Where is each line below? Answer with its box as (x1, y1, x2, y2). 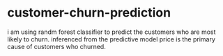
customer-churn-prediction (7, 5, 171, 21)
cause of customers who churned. (7, 42, 106, 50)
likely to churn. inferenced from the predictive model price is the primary (7, 35, 216, 43)
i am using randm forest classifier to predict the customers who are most (7, 28, 216, 36)
